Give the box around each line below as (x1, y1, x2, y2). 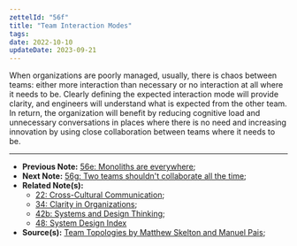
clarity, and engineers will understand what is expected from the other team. (9, 98, 287, 109)
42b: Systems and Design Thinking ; (34, 209, 165, 219)
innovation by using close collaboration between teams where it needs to (9, 127, 276, 137)
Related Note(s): (21, 181, 84, 191)
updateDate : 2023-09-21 (9, 46, 97, 55)
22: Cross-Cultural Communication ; (34, 189, 165, 200)
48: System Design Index (34, 218, 127, 228)
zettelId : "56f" (9, 12, 69, 22)
